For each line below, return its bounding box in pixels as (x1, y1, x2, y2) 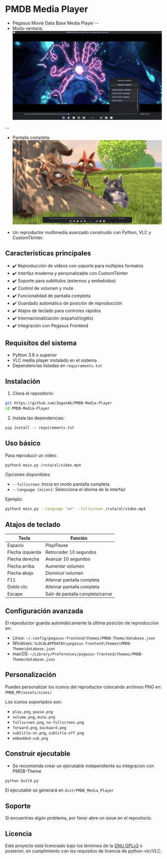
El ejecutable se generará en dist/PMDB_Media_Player (5, 787, 114, 793)
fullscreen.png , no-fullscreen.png (12, 719, 84, 725)
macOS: (12, 650, 29, 657)
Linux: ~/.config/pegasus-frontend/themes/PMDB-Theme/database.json (12, 635, 156, 641)
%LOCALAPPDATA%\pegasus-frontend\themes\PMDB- (34, 641, 132, 646)
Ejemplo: (5, 496, 23, 502)
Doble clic (7, 584, 28, 590)
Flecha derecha (7, 556, 39, 562)
